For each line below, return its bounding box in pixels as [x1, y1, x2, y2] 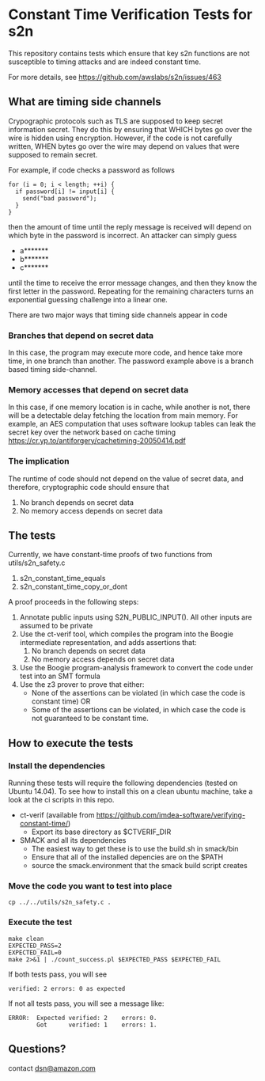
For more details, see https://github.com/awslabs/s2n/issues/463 [8, 72, 221, 82]
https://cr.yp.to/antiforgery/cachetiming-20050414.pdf [8, 436, 186, 446]
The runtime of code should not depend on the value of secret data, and [8, 473, 244, 484]
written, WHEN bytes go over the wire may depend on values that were [8, 141, 240, 151]
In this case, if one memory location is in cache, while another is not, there [8, 402, 251, 412]
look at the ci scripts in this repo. [8, 795, 115, 805]
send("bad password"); [22, 194, 97, 203]
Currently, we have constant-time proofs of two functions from [8, 550, 213, 559]
